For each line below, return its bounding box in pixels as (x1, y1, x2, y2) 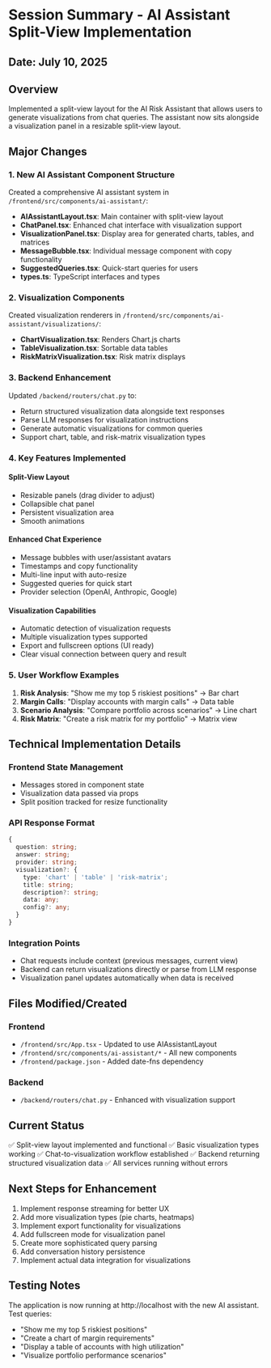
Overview (8, 83, 59, 96)
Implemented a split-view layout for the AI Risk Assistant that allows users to (8, 104, 263, 114)
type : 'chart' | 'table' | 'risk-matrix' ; (23, 873, 168, 882)
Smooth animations (19, 516, 85, 525)
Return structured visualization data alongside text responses (19, 406, 225, 416)
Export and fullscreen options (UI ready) (19, 641, 155, 651)
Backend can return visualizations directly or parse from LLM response (19, 965, 257, 975)
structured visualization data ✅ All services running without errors (8, 1158, 228, 1168)
